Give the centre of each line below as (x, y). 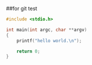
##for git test (22, 8)
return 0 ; (29, 51)
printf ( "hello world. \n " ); (49, 40)
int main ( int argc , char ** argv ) (47, 30)
